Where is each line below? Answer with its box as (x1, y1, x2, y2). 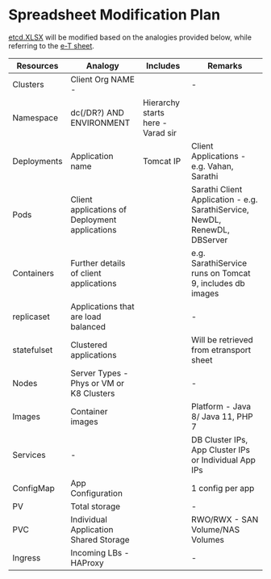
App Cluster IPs (190, 444, 250, 455)
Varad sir (142, 127, 177, 138)
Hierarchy (142, 97, 180, 108)
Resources (16, 60, 59, 71)
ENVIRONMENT (70, 117, 131, 128)
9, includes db (190, 277, 246, 288)
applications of (70, 203, 127, 215)
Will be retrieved (190, 334, 254, 345)
